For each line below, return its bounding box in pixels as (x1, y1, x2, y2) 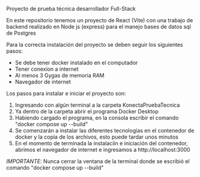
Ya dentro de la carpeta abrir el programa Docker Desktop (14, 108, 159, 115)
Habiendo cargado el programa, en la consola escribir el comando (14, 114, 179, 121)
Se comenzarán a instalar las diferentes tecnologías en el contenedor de (14, 127, 195, 134)
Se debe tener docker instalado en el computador (14, 59, 138, 66)
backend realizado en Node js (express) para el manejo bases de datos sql (6, 23, 191, 30)
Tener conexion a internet (14, 65, 79, 73)
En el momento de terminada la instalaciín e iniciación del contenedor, (14, 140, 188, 146)
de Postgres (6, 29, 36, 37)
